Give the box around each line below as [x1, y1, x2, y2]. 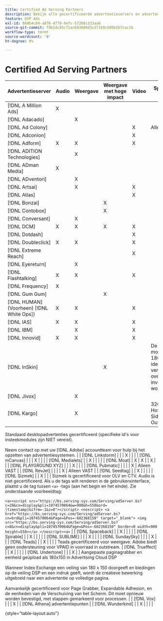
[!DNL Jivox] [7, 393, 36, 400]
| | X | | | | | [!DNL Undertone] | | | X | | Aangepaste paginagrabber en [5, 549, 142, 555]
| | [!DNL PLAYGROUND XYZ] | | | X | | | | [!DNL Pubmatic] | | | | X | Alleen [5, 462, 150, 468]
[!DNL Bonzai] [7, 199, 40, 206]
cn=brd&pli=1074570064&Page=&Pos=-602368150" [5, 515, 98, 521]
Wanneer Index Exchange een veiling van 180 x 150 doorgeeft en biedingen [5, 565, 155, 570]
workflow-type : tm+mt [5, 30, 49, 35]
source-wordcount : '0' [5, 35, 51, 39]
